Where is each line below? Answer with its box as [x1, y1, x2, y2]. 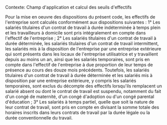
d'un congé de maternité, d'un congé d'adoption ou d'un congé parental [5, 93, 154, 99]
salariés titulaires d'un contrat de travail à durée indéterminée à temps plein [5, 24, 161, 30]
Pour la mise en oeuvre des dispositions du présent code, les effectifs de [5, 14, 155, 19]
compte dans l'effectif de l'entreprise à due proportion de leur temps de [5, 62, 153, 67]
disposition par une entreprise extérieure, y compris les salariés [5, 77, 136, 83]
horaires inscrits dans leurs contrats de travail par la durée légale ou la [5, 109, 150, 115]
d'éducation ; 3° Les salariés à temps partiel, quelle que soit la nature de [5, 99, 154, 104]
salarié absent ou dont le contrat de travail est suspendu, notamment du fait [5, 88, 161, 94]
